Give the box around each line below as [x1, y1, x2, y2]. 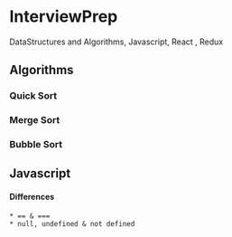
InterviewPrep [9, 6, 118, 27]
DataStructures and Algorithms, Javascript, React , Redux [9, 36, 224, 47]
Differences [9, 192, 55, 203]
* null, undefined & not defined [9, 219, 135, 228]
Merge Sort [9, 114, 60, 127]
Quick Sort [9, 90, 58, 102]
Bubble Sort [9, 138, 63, 151]
